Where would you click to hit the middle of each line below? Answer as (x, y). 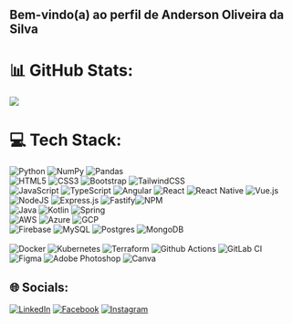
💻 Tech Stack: (66, 140)
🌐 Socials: (39, 287)
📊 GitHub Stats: (72, 70)
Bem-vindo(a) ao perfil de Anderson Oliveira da (147, 15)
